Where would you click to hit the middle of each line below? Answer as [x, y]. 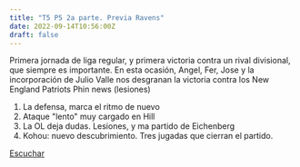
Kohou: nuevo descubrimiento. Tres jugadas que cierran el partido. [148, 136]
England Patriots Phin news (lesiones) [80, 89]
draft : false [34, 34]
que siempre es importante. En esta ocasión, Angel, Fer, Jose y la [132, 70]
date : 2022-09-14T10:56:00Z [63, 26]
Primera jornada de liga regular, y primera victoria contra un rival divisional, [150, 61]
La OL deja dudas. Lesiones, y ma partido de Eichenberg [129, 126]
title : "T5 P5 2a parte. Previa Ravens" [87, 18]
